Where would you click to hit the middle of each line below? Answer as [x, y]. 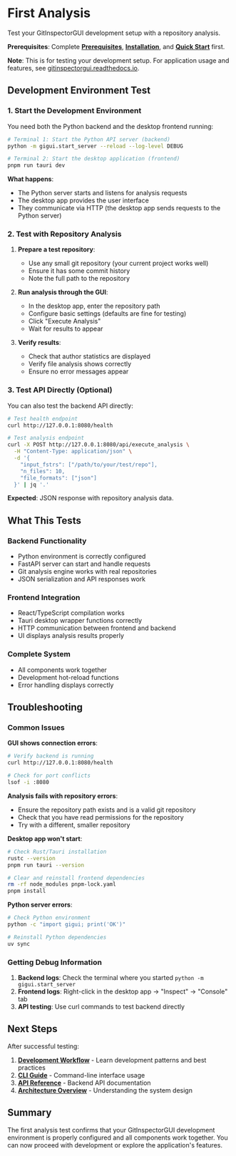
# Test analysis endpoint [46, 438]
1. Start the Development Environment [75, 110]
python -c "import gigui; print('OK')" [67, 924]
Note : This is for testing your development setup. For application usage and [118, 60]
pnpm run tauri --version [46, 865]
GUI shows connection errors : [53, 743]
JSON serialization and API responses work [82, 579]
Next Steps [32, 1029]
